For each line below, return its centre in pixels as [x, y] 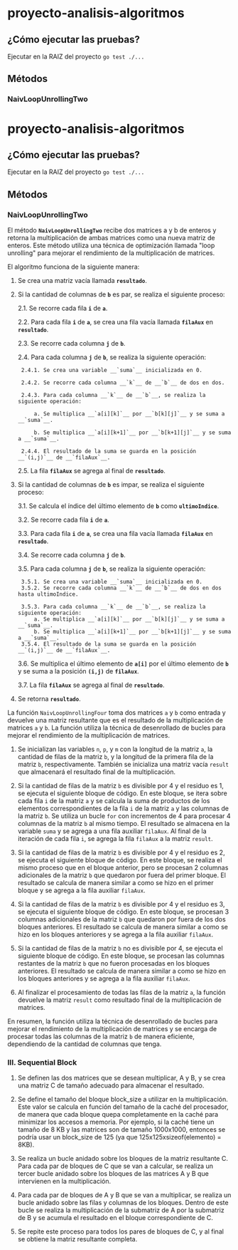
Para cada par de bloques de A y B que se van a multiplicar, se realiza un [124, 1195]
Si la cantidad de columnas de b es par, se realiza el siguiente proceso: [121, 294]
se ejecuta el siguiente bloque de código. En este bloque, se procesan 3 [123, 911]
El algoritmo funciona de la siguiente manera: [74, 267]
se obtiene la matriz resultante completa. [77, 1239]
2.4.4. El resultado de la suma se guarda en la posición [109, 451]
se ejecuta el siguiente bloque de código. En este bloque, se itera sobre [122, 793]
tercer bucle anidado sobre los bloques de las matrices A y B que [113, 1174]
